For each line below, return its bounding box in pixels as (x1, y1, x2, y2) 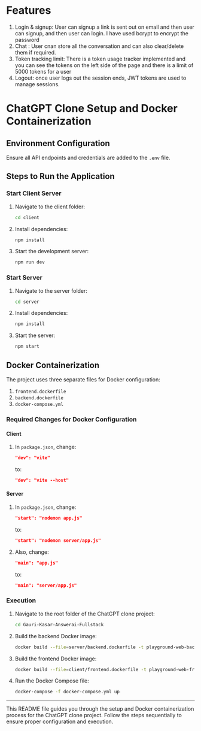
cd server (14, 299, 40, 305)
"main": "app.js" (14, 560, 59, 566)
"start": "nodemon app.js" (14, 515, 83, 521)
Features (6, 4, 51, 17)
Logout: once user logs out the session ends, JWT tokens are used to (14, 74, 187, 81)
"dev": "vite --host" (14, 477, 69, 483)
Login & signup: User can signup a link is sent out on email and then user (14, 23, 194, 31)
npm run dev (14, 259, 45, 265)
